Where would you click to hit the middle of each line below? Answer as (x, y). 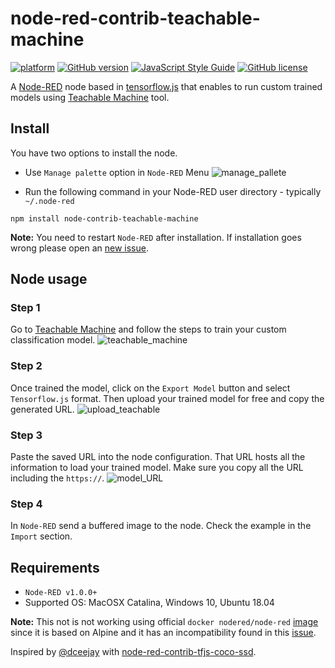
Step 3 (26, 435)
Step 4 (26, 504)
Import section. (41, 536)
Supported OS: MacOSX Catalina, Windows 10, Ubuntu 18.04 (149, 603)
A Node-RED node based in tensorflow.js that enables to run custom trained (166, 86)
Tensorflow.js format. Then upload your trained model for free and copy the (167, 398)
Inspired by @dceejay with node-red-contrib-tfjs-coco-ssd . (133, 652)
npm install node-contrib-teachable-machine (104, 218)
